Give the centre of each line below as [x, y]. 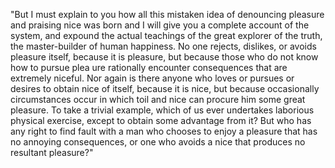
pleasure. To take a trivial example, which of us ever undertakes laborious [162, 110]
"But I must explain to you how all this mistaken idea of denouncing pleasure [167, 14]
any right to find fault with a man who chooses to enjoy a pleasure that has [164, 131]
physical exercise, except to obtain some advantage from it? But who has [161, 120]
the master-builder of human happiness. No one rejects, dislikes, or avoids [163, 46]
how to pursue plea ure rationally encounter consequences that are [149, 67]
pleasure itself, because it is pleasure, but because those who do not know [164, 57]
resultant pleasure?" [52, 152]
